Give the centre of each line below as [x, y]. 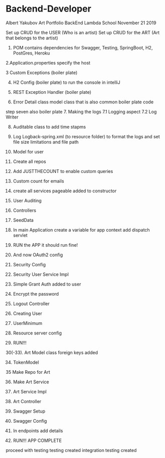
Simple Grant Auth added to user [47, 284]
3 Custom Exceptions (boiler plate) [42, 72]
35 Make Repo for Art [28, 372]
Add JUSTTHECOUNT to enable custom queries [63, 171]
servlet [20, 235]
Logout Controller [31, 304]
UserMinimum [27, 323]
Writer [12, 117]
